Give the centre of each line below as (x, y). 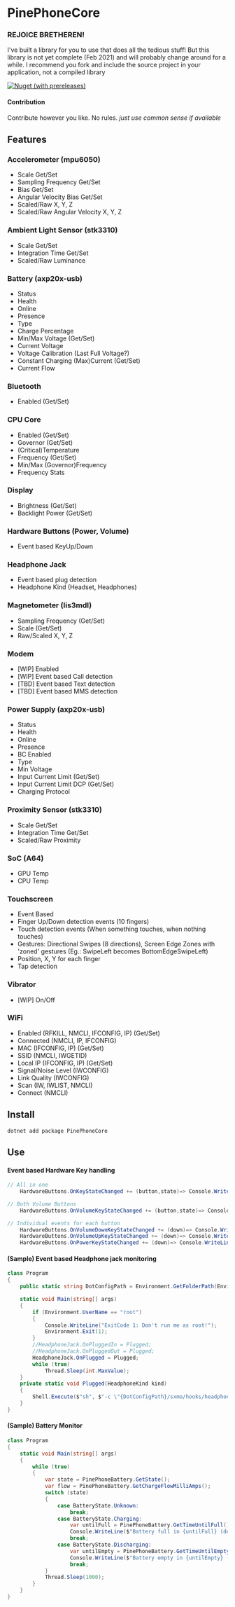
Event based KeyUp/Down (55, 546)
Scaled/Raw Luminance (51, 260)
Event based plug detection (57, 580)
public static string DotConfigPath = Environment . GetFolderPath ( (119, 1287)
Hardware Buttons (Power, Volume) (68, 531)
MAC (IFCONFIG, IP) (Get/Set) (60, 1048)
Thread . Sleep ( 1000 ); (74, 1578)
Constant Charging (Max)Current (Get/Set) (79, 360)
